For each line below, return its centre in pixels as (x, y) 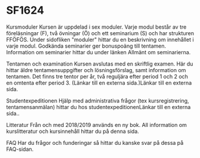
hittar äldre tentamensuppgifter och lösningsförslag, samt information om (96, 70)
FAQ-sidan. (20, 149)
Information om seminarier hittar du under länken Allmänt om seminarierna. (99, 52)
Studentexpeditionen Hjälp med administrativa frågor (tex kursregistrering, (98, 100)
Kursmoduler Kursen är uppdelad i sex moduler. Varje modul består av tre (96, 27)
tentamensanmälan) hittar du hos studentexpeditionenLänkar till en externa (99, 107)
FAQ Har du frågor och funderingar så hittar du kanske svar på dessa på (95, 142)
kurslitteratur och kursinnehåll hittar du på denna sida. (73, 131)
